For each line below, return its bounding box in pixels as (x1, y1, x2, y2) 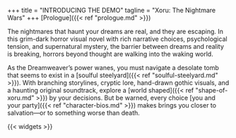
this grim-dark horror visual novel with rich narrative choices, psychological (7, 35, 228, 43)
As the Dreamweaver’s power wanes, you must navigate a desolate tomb (7, 64, 219, 71)
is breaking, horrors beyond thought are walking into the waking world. (7, 50, 213, 58)
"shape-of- (195, 86, 228, 94)
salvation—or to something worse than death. (7, 109, 140, 117)
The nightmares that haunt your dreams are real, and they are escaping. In (7, 28, 224, 35)
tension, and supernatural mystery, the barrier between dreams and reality (7, 42, 225, 50)
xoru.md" (7, 93, 35, 102)
